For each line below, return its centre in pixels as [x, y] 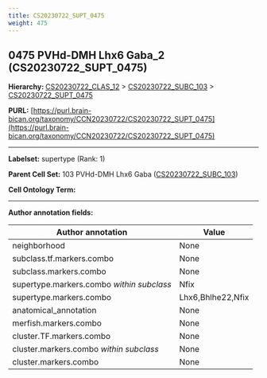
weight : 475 [28, 23]
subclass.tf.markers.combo [63, 259]
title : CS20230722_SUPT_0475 [56, 16]
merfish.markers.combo [57, 323]
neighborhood [39, 246]
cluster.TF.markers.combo [62, 337]
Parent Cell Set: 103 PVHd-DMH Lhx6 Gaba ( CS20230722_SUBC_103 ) [123, 174]
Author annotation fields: [51, 212]
